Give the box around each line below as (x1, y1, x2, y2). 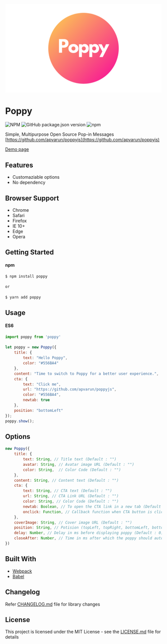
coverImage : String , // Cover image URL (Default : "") (14, 520, 133, 525)
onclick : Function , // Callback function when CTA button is (23, 509, 153, 514)
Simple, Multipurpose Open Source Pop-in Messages (5, 131, 114, 137)
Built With (5, 555, 36, 563)
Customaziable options (12, 174, 60, 180)
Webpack (12, 568, 32, 574)
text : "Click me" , (23, 381, 61, 387)
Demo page (5, 146, 29, 152)
